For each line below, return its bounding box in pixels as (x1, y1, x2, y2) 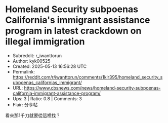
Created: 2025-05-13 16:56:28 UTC (12, 63, 87, 69)
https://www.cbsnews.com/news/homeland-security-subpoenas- (24, 85, 161, 91)
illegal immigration (5, 36, 85, 48)
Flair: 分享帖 (12, 101, 38, 107)
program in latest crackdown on (5, 25, 142, 36)
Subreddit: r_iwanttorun (12, 52, 62, 59)
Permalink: (12, 68, 35, 74)
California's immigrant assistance (5, 14, 150, 26)
